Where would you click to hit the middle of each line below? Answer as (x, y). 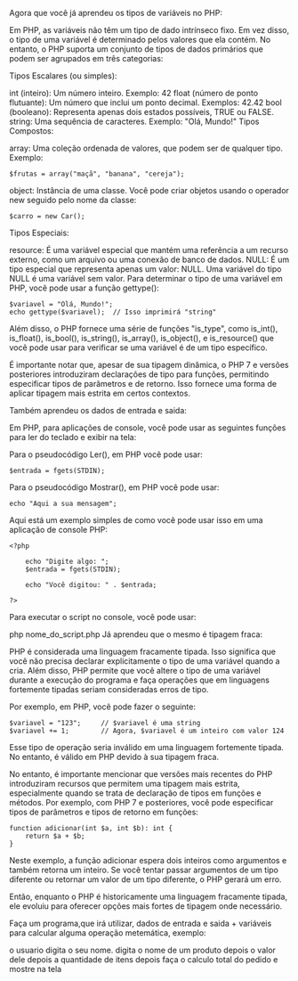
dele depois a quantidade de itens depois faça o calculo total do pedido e (144, 960)
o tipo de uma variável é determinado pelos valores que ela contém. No (140, 40)
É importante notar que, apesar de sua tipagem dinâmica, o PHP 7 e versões (149, 365)
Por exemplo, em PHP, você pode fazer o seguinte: (102, 707)
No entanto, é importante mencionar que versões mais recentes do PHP (141, 774)
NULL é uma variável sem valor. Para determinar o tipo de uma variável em (146, 278)
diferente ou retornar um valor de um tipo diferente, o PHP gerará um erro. (145, 879)
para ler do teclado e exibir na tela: (73, 437)
